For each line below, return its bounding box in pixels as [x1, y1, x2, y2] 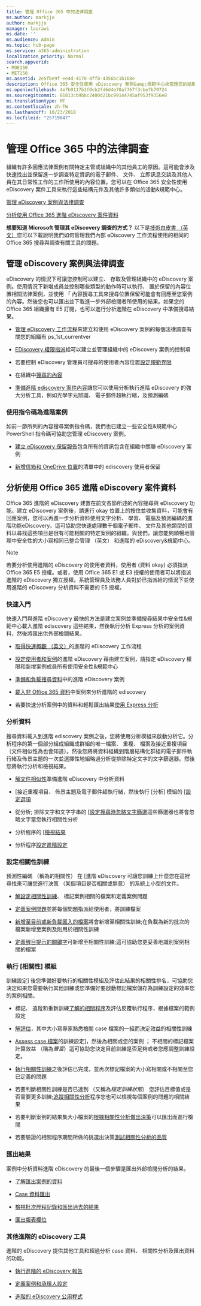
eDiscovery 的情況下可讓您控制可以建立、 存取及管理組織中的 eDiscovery [6, 275, 187, 282]
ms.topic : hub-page [6, 43, 55, 49]
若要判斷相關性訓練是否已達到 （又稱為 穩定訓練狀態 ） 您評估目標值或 [14, 1086, 186, 1093]
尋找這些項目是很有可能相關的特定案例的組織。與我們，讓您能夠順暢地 [16, 529, 190, 537]
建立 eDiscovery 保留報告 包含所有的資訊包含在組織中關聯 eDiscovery [14, 443, 185, 450]
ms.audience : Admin [6, 37, 55, 43]
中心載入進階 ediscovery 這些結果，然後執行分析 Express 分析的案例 [11, 622, 180, 630]
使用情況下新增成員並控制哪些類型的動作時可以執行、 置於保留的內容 [16, 283, 186, 290]
